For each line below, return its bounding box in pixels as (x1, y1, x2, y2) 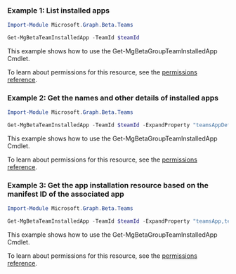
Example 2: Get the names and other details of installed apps (7, 93, 219, 103)
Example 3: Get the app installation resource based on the (7, 181, 209, 190)
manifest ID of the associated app (7, 189, 124, 199)
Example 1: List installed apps (7, 6, 110, 15)
